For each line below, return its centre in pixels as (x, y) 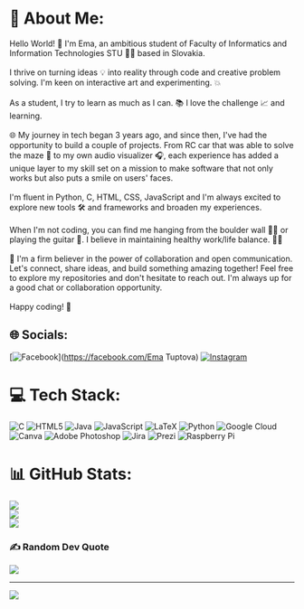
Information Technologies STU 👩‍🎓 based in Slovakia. (107, 52)
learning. (26, 116)
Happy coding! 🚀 (41, 306)
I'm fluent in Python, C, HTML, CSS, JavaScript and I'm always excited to (145, 197)
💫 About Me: (57, 19)
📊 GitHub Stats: (71, 474)
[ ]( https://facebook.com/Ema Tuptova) (104, 357)
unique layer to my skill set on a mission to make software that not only (142, 168)
